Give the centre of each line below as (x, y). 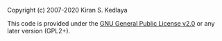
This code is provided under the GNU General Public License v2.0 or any (111, 23)
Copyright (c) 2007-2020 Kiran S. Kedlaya (67, 10)
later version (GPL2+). (39, 31)
